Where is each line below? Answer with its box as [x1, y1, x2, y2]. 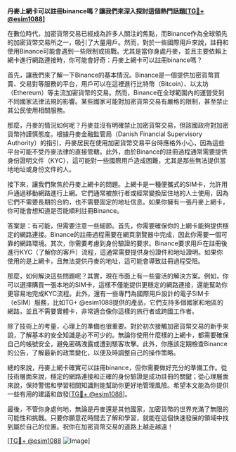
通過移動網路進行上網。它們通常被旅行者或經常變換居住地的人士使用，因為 [13, 189, 229, 197]
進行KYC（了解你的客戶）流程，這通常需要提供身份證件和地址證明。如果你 [7, 248, 223, 256]
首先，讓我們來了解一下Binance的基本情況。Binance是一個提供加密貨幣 [7, 71, 214, 79]
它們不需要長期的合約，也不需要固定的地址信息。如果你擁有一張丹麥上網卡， [7, 197, 229, 206]
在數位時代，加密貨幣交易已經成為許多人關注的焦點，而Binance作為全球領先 [7, 30, 228, 37]
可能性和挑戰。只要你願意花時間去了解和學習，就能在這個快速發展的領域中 [7, 414, 223, 422]
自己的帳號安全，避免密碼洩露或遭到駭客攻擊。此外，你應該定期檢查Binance [7, 340, 228, 348]
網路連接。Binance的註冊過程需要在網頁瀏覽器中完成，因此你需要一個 [19, 231, 222, 238]
